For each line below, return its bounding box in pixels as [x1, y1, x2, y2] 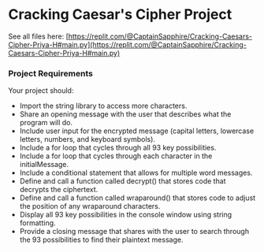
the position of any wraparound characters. [19, 202, 161, 211]
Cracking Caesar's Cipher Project [8, 6, 232, 24]
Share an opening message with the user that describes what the [19, 109, 232, 119]
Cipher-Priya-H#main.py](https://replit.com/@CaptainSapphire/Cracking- [8, 39, 247, 49]
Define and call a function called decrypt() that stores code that [19, 176, 226, 186]
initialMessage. [19, 160, 69, 169]
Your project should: [8, 86, 74, 95]
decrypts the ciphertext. [19, 185, 99, 195]
